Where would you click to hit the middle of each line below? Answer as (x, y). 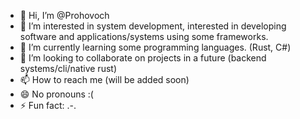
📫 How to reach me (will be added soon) (104, 79)
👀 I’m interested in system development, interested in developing (153, 26)
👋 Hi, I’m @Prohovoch (64, 15)
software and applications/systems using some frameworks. (144, 36)
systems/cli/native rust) (68, 68)
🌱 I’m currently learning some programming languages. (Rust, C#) (155, 47)
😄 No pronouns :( (56, 94)
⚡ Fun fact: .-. (48, 105)
